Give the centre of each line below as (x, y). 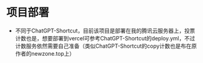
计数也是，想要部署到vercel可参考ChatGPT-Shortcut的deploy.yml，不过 (105, 38)
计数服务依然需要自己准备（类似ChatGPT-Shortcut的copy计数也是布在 (103, 46)
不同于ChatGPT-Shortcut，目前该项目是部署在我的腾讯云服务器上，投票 (105, 31)
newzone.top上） (53, 53)
